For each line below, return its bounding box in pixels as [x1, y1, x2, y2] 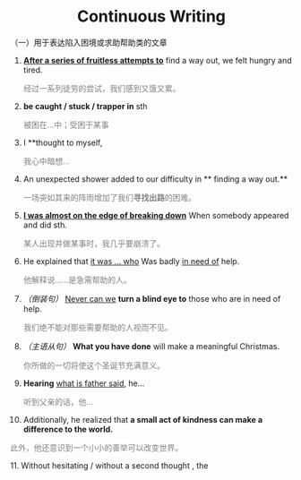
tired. [22, 64, 43, 75]
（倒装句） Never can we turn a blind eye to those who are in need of [22, 293, 281, 304]
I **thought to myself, [22, 137, 103, 148]
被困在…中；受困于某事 [22, 119, 109, 130]
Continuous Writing [76, 6, 227, 27]
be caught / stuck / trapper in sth [22, 100, 148, 111]
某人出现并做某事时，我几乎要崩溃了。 [22, 237, 165, 248]
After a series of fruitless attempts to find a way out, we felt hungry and [22, 55, 292, 65]
